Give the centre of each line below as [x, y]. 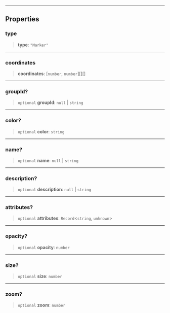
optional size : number [40, 276]
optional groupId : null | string [50, 102]
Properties [22, 19]
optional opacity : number [44, 247]
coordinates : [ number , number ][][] [52, 74]
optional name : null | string [48, 160]
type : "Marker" [33, 45]
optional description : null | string [54, 189]
